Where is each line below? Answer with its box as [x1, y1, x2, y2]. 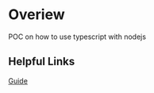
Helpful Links [8, 55, 75, 68]
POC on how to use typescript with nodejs [8, 32, 147, 41]
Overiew [8, 6, 65, 24]
